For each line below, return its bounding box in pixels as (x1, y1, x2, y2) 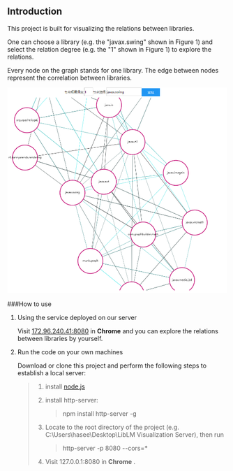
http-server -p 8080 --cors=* (62, 444, 148, 453)
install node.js (45, 382, 85, 391)
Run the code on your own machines (17, 348, 123, 356)
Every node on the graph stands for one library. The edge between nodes (7, 66, 219, 74)
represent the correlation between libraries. (7, 73, 133, 82)
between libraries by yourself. (17, 335, 103, 343)
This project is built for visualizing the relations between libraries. (7, 24, 195, 32)
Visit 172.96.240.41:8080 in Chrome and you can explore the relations (17, 327, 218, 335)
